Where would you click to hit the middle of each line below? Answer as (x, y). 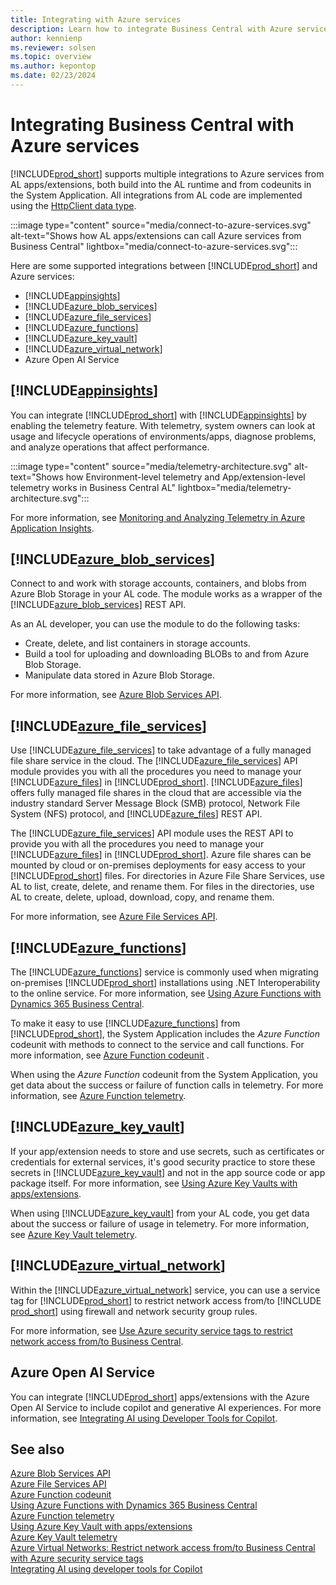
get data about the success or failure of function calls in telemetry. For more (167, 1085)
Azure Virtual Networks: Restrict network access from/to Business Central (163, 1548)
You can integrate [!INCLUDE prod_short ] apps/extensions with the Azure (160, 1397)
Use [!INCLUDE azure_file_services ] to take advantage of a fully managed (161, 750)
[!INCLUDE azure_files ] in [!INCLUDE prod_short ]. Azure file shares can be (161, 855)
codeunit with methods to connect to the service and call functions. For (157, 1045)
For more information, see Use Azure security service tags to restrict (151, 1330)
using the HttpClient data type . (73, 205)
